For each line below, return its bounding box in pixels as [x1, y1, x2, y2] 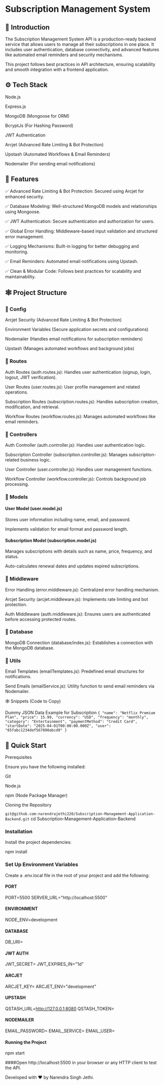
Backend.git [5, 817, 30, 822]
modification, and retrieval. [5, 404, 60, 410]
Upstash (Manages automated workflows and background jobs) [5, 346, 134, 352]
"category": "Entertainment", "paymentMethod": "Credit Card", [5, 719, 138, 724]
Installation [5, 828, 33, 835]
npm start [5, 1050, 25, 1056]
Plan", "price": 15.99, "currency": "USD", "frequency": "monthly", [5, 715, 149, 720]
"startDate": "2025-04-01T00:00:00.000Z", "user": [5, 723, 111, 728]
